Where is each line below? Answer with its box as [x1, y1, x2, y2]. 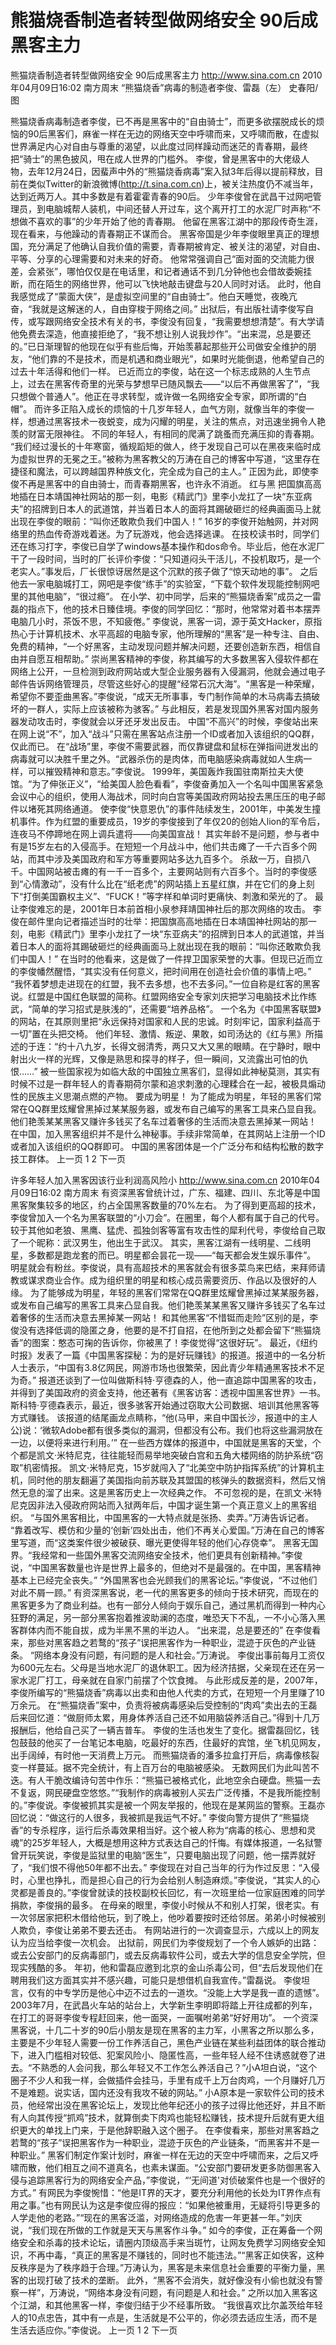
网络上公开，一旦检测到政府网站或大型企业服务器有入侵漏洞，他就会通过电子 [10, 665, 326, 677]
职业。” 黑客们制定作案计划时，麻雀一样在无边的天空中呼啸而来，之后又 [18, 2149, 311, 2161]
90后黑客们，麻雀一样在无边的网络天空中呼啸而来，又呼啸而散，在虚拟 [27, 127, 320, 140]
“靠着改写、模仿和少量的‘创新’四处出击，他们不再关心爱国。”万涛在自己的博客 [10, 1524, 325, 1536]
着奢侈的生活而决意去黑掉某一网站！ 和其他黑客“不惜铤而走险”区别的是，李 [10, 1311, 319, 1323]
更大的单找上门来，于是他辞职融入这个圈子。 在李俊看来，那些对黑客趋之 [18, 2124, 320, 2136]
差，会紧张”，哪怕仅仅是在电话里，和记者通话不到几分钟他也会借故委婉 [10, 265, 304, 277]
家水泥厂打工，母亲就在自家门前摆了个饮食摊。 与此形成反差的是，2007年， [10, 1674, 323, 1686]
